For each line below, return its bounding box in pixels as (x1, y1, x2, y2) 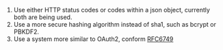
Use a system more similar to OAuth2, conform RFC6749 (13, 35, 174, 43)
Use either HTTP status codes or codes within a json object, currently (13, 6, 211, 14)
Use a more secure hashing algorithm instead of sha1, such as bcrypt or (13, 21, 217, 28)
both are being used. (13, 13, 73, 21)
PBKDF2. (13, 27, 40, 36)
